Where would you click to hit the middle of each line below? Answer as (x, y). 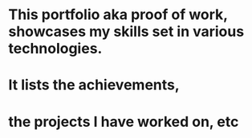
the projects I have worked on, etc (124, 122)
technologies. (55, 49)
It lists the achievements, (94, 85)
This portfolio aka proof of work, (118, 15)
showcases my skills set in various (126, 32)
